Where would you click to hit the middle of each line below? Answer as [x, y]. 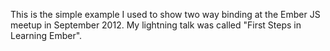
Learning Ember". [46, 35]
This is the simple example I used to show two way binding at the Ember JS [165, 14]
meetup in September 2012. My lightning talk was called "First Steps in [156, 25]
